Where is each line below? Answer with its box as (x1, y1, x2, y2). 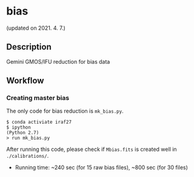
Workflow (6, 76, 44, 86)
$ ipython (6, 124, 32, 131)
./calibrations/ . (6, 152, 49, 159)
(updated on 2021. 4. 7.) (6, 24, 65, 32)
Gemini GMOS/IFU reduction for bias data (6, 58, 110, 65)
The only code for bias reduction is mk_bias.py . (6, 107, 124, 115)
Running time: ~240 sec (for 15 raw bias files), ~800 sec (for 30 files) (15, 164, 188, 171)
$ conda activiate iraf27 (6, 119, 72, 125)
